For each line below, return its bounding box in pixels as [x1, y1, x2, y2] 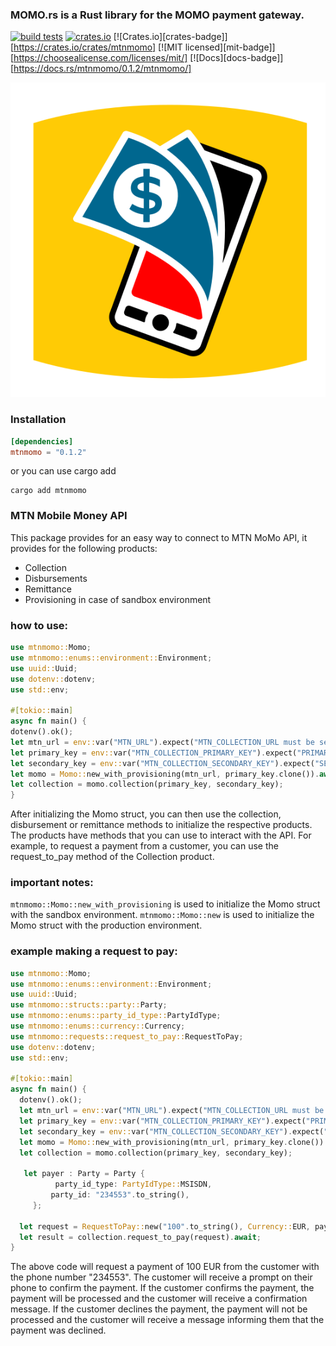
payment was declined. [10, 1324, 107, 1337]
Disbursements [24, 572, 88, 584]
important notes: [10, 876, 94, 890]
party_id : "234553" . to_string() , [50, 1190, 190, 1200]
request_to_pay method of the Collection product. [10, 851, 215, 863]
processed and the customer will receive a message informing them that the [10, 1314, 325, 1326]
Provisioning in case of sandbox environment [24, 593, 212, 605]
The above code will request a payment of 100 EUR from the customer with [10, 1261, 320, 1273]
